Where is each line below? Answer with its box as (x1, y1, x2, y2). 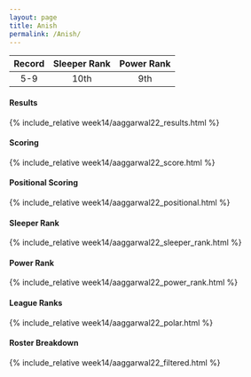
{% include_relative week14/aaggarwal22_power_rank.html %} (9, 277, 238, 288)
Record (13, 58, 45, 70)
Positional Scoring (9, 177, 78, 188)
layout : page (9, 12, 58, 22)
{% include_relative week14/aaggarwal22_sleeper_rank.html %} (9, 237, 242, 248)
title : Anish (9, 21, 58, 30)
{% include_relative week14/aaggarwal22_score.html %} (9, 157, 216, 168)
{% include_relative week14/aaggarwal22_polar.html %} (9, 317, 214, 328)
